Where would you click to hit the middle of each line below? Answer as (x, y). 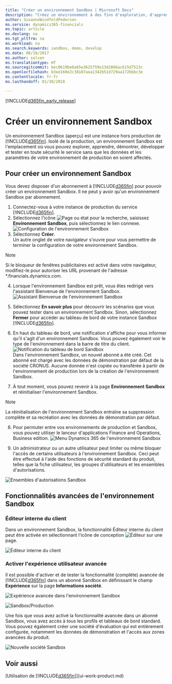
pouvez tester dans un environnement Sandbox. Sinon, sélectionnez (85, 312)
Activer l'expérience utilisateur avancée (56, 564)
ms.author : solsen (25, 58)
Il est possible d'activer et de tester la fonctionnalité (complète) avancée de (85, 575)
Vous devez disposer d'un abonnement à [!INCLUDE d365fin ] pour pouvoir (84, 186)
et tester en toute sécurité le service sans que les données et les (73, 152)
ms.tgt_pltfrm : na (25, 39)
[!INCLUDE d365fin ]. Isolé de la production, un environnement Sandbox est (84, 141)
